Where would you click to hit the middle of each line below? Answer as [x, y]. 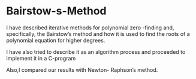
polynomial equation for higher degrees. [56, 40]
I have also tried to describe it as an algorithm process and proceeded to [96, 51]
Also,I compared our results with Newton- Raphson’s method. [82, 69]
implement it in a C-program [41, 58]
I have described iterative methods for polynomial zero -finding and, [90, 28]
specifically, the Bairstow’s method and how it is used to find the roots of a [98, 34]
